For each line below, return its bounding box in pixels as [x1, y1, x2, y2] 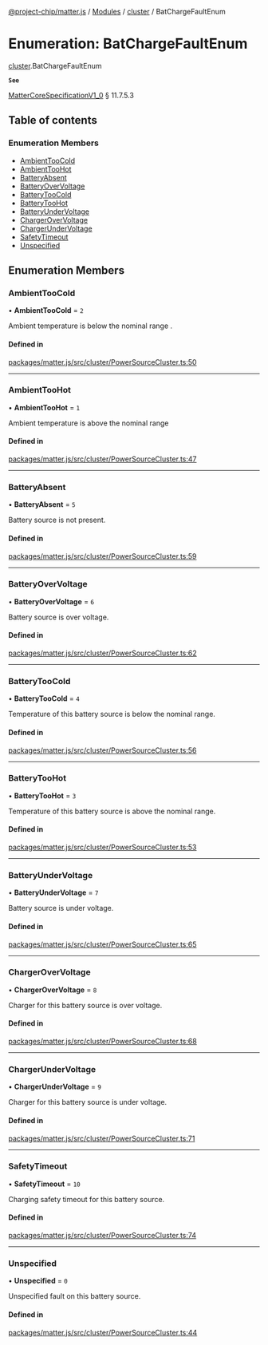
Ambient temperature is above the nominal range [8, 418, 169, 428]
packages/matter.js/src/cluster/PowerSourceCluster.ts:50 [8, 357, 197, 366]
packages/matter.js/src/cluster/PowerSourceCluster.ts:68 [8, 1037, 197, 1046]
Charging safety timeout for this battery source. [8, 1194, 165, 1204]
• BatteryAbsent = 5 [8, 500, 76, 509]
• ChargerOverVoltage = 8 [8, 985, 97, 995]
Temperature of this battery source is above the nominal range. [8, 806, 216, 816]
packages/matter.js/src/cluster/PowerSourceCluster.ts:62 [8, 648, 197, 658]
